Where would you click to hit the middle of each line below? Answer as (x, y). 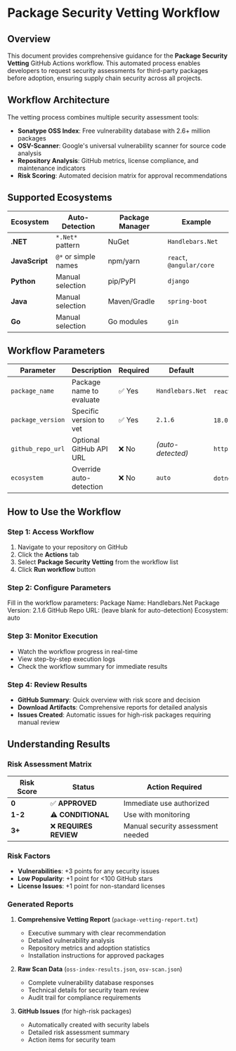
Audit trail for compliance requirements (85, 998)
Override (86, 469)
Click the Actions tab (48, 555)
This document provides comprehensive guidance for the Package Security (118, 56)
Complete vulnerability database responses (91, 983)
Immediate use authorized (166, 803)
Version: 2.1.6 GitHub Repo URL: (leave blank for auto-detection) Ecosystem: (118, 611)
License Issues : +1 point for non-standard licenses (91, 886)
